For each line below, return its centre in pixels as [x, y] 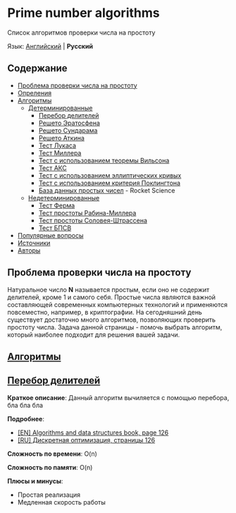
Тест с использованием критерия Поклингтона [110, 183]
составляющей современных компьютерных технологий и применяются [117, 304]
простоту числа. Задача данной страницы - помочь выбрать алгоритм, [115, 327]
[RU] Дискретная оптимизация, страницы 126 [86, 440]
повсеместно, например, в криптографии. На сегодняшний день [105, 312]
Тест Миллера [60, 152]
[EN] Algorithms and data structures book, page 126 [93, 433]
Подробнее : [26, 418]
